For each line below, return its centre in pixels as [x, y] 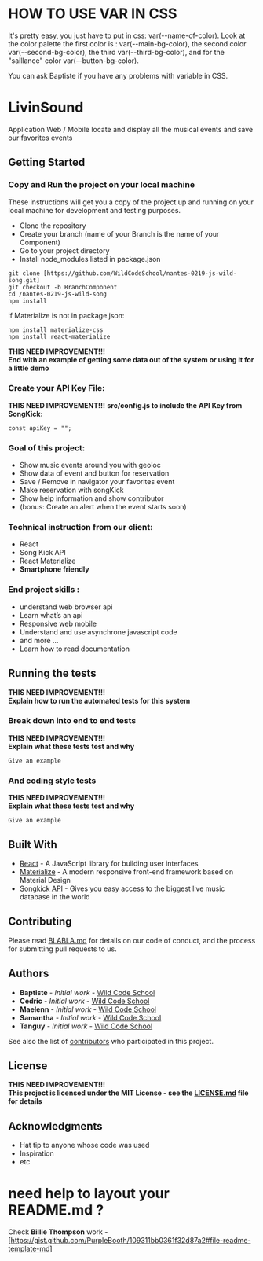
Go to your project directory [64, 250]
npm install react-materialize [59, 336]
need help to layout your [89, 1194]
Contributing [40, 922]
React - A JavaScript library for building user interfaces [109, 863]
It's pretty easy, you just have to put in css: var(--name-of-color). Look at [127, 35]
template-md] [30, 1249]
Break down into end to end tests [72, 721]
